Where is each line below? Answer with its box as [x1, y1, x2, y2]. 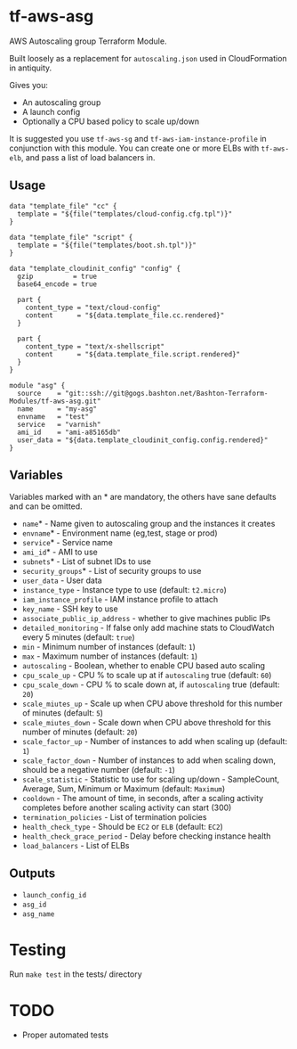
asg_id [21, 900, 47, 910]
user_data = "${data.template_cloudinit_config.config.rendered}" [17, 435, 269, 445]
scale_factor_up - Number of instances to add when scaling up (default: [21, 735, 287, 746]
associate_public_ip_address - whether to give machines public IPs [21, 612, 271, 623]
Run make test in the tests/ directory [9, 969, 142, 979]
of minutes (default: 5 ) [21, 707, 104, 718]
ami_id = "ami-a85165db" [17, 428, 122, 437]
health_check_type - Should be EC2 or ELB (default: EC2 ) [21, 821, 224, 832]
